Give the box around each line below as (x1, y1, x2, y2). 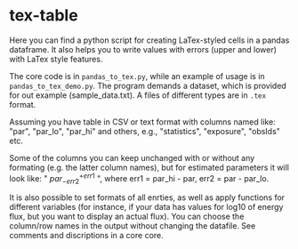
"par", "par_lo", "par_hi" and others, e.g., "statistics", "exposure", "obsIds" (9, 125, 280, 136)
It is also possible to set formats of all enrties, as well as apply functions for (9, 192, 286, 203)
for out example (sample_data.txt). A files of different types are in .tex (9, 90, 267, 100)
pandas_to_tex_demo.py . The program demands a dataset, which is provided (9, 80, 286, 91)
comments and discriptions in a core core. (9, 230, 165, 241)
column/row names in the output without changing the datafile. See (9, 221, 256, 231)
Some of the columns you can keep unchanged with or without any (9, 152, 255, 163)
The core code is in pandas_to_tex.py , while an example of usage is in (9, 70, 265, 81)
